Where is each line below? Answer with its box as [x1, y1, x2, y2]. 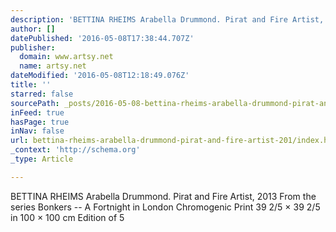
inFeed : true [10, 107, 65, 118]
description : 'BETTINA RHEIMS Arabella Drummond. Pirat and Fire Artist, [10, 14, 325, 25]
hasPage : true [10, 117, 70, 127]
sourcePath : [10, 98, 60, 108]
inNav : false [10, 126, 65, 136]
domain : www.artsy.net [19, 52, 114, 62]
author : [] [10, 24, 56, 34]
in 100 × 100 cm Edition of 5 [10, 211, 125, 223]
